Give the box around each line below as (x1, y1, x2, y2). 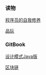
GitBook (5, 41, 26, 48)
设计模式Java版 (5, 53, 38, 59)
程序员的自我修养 (5, 17, 41, 23)
